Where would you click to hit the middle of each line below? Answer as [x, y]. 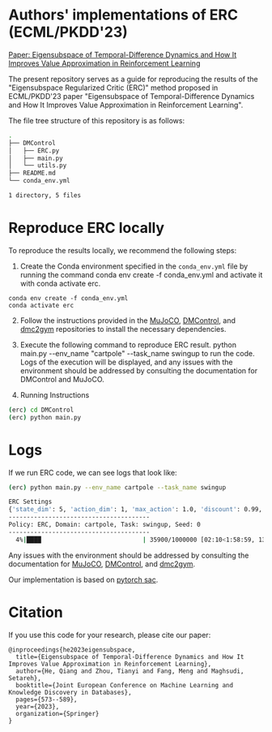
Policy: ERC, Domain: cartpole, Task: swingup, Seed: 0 [104, 525]
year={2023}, [38, 706]
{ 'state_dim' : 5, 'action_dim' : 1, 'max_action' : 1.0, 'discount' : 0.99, [136, 510]
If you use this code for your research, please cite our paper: [110, 635]
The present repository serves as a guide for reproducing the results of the [133, 79]
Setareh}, [25, 678]
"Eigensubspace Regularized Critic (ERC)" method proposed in [113, 88]
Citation [36, 612]
